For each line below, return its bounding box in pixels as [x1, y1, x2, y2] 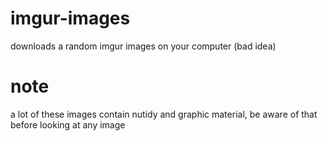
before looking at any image [10, 118, 126, 131]
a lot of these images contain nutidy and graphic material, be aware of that [10, 108, 318, 120]
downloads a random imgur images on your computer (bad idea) [10, 40, 277, 52]
